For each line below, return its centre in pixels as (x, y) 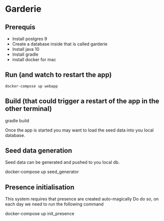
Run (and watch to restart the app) (59, 75)
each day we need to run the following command (54, 204)
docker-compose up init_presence (40, 214)
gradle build (17, 120)
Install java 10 (26, 49)
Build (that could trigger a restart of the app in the (82, 101)
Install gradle (25, 54)
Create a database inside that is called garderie (60, 44)
